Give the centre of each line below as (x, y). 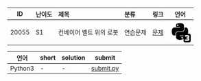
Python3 (22, 68)
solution (73, 58)
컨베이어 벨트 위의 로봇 (88, 32)
